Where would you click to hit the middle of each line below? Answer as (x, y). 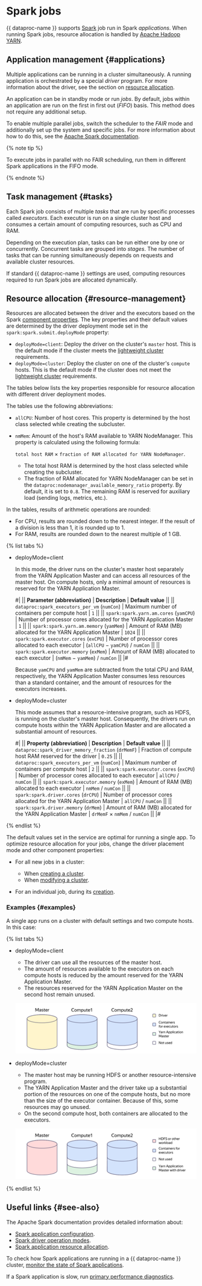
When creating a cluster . (54, 874)
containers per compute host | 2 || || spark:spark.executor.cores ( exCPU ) (105, 769)
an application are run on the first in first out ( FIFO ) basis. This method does (100, 105)
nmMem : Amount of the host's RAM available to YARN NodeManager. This (104, 436)
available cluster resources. (40, 262)
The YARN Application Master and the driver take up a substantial (105, 1087)
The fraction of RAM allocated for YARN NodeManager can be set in (109, 479)
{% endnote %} (26, 178)
